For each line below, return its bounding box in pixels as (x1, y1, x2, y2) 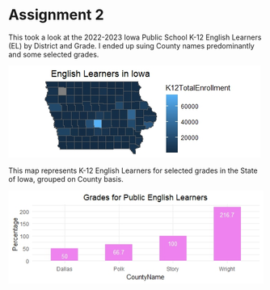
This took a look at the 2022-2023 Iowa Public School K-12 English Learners (8, 32, 262, 42)
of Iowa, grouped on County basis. (8, 174, 124, 183)
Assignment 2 (8, 6, 104, 24)
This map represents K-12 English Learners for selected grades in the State (8, 166, 259, 175)
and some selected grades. (8, 49, 99, 59)
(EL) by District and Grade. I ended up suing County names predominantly (8, 40, 255, 50)
